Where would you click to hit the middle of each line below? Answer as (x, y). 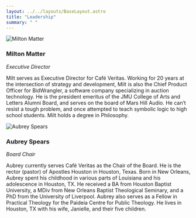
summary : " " (22, 22)
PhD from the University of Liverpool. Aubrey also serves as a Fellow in (92, 196)
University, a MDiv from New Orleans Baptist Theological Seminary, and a (95, 190)
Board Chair (21, 154)
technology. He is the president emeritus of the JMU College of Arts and (93, 96)
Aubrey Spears (28, 142)
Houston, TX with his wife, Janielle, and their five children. (76, 209)
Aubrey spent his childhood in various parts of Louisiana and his (83, 178)
